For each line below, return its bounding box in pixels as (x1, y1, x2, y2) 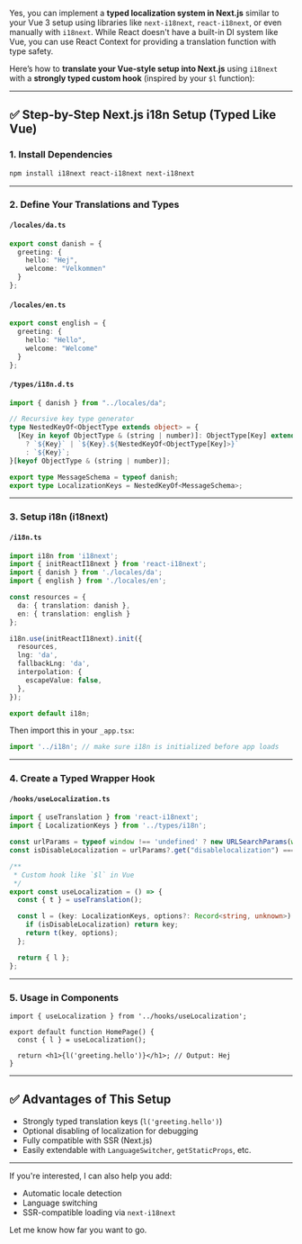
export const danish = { (9, 239, 102, 248)
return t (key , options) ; (25, 929, 119, 938)
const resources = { (9, 593, 87, 602)
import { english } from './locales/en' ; (9, 576, 167, 586)
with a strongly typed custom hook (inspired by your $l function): (9, 73, 255, 84)
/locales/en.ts (9, 301, 67, 310)
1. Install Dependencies (9, 149, 113, 161)
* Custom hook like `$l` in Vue (13, 870, 135, 879)
